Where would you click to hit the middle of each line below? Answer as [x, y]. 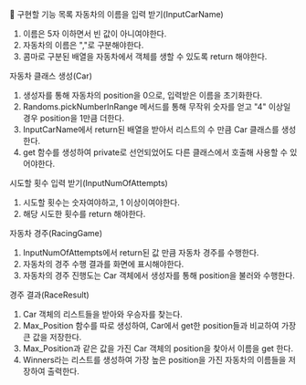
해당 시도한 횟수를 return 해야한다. [84, 214]
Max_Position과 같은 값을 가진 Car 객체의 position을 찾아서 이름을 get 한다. [158, 349]
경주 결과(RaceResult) [49, 295]
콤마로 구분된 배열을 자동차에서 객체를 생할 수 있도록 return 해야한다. [145, 57]
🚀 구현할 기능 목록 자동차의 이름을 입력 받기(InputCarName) [116, 14]
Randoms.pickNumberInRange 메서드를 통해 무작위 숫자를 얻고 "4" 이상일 [157, 107]
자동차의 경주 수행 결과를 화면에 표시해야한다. [103, 264]
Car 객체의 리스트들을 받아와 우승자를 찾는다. [102, 314]
